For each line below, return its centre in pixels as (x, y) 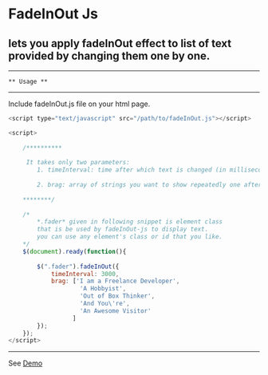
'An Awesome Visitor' (115, 311)
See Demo (26, 363)
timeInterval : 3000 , (85, 274)
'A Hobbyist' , (103, 289)
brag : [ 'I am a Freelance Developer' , (115, 281)
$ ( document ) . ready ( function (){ (75, 251)
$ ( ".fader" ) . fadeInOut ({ (78, 266)
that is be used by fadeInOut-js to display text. (123, 229)
